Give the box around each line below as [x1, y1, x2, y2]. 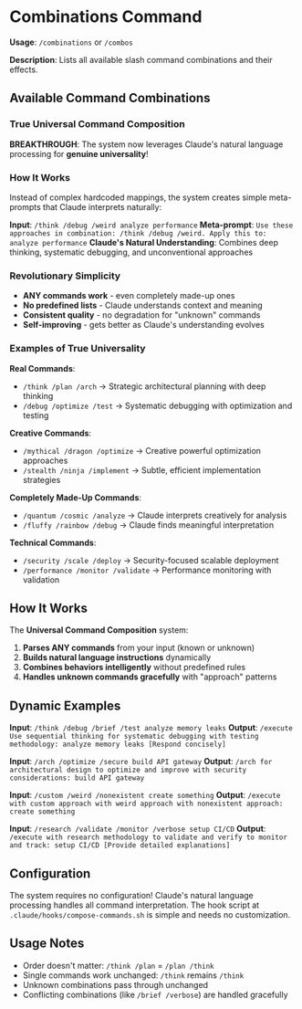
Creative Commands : [9, 427, 92, 438]
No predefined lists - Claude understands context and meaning [22, 300, 263, 311]
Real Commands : [9, 363, 76, 373]
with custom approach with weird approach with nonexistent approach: [9, 799, 284, 809]
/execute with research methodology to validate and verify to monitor [9, 833, 287, 842]
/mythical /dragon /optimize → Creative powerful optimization [22, 445, 262, 456]
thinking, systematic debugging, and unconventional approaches [9, 247, 254, 258]
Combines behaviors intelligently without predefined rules [22, 662, 246, 673]
